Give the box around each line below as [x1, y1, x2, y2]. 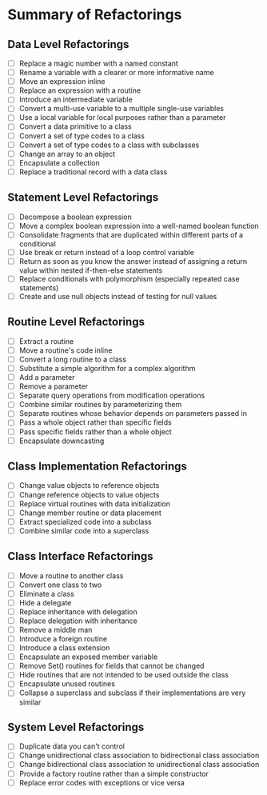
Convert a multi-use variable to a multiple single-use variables [18, 104, 225, 114]
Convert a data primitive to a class [18, 122, 133, 131]
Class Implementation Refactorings [7, 460, 187, 473]
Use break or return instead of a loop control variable [18, 247, 195, 257]
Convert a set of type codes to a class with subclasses [18, 140, 200, 150]
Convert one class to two [18, 580, 102, 589]
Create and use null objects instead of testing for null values [18, 292, 217, 301]
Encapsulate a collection [18, 158, 101, 167]
